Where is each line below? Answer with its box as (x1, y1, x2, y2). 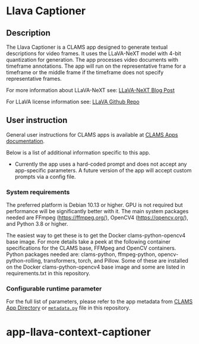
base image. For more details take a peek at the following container (6, 238, 171, 245)
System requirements (6, 188, 70, 196)
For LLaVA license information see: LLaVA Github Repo (6, 98, 140, 105)
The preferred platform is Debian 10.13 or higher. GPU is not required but (6, 201, 183, 209)
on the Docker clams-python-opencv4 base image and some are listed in (6, 263, 185, 271)
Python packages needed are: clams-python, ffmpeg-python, (6, 251, 157, 258)
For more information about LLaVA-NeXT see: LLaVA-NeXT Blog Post (6, 87, 175, 93)
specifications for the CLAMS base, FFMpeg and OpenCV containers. (6, 245, 176, 252)
